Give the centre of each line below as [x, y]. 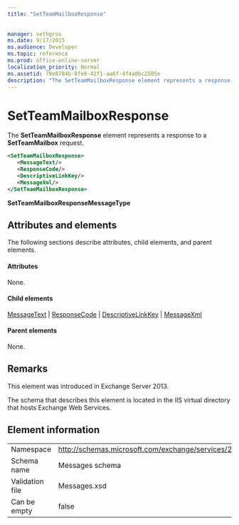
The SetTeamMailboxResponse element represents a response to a [107, 136]
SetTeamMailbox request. [46, 143]
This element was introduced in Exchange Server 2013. [88, 386]
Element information [54, 430]
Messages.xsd [82, 486]
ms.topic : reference [38, 54]
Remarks [28, 369]
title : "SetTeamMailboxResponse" [57, 14]
